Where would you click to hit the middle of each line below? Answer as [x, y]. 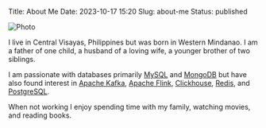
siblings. [22, 59]
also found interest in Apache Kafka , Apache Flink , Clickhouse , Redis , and [129, 83]
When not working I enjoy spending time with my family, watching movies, [129, 107]
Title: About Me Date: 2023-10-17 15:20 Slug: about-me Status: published [128, 12]
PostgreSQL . [29, 91]
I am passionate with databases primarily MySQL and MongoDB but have [128, 74]
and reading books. [40, 115]
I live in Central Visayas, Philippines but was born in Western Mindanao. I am [133, 42]
